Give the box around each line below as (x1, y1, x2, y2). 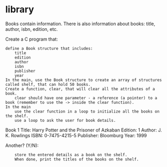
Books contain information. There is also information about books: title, (5, 21, 156, 27)
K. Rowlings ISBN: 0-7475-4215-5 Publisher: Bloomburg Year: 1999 (5, 132, 147, 138)
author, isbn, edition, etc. (5, 26, 58, 32)
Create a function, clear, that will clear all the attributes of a (5, 86, 155, 91)
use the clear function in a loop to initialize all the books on (14, 109, 160, 114)
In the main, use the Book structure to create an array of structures (5, 77, 162, 83)
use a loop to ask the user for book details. (14, 118, 116, 123)
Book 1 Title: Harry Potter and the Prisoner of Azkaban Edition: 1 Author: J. (5, 127, 162, 133)
